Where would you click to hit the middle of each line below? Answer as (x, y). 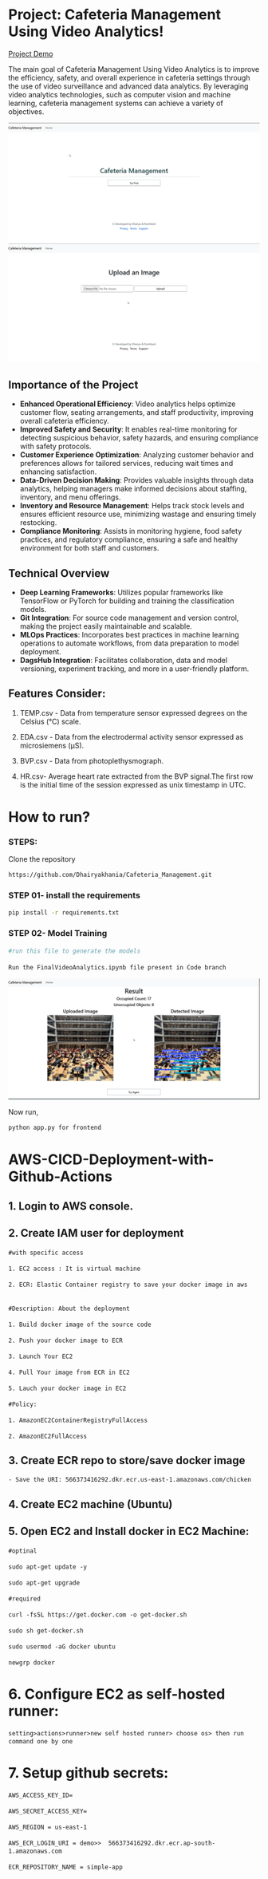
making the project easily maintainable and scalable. (106, 626)
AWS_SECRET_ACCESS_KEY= (48, 1811)
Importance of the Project (73, 385)
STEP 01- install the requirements (75, 895)
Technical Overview (59, 573)
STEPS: (23, 842)
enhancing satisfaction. (58, 472)
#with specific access (46, 1253)
